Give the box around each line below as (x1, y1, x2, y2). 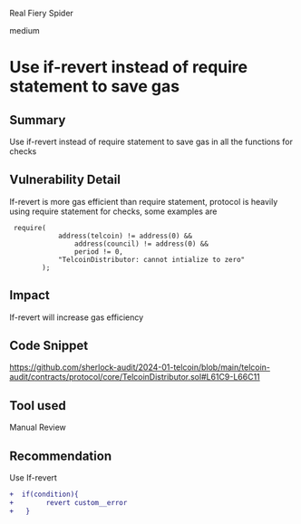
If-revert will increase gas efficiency (9, 312, 144, 323)
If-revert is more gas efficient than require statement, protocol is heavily (9, 196, 278, 207)
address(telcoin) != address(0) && (57, 231, 193, 240)
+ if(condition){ (9, 490, 79, 500)
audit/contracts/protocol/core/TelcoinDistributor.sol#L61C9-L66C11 (9, 372, 260, 383)
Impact (9, 287, 50, 303)
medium (9, 25, 40, 35)
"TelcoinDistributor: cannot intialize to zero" (57, 255, 246, 264)
